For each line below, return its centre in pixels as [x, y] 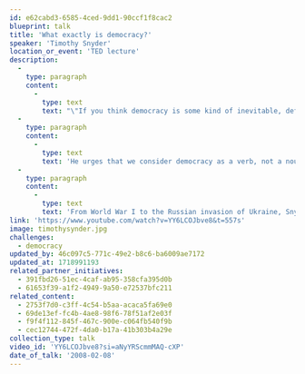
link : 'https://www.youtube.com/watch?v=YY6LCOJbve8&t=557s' [128, 220]
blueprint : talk [40, 26]
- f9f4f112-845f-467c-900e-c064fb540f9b [95, 322]
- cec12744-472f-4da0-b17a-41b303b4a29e [95, 330]
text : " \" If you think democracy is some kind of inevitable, [162, 111]
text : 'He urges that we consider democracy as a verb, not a [162, 161]
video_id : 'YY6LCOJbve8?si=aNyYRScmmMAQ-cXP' [97, 347]
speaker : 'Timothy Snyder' [60, 43]
